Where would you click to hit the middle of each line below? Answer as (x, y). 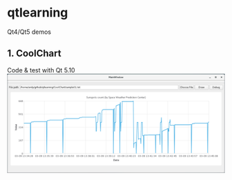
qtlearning (38, 13)
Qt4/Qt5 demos (29, 32)
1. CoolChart (34, 53)
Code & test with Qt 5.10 (41, 70)
